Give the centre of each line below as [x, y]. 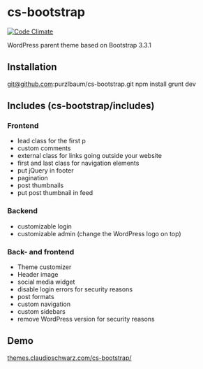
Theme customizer [44, 267]
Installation [32, 67]
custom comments [44, 148]
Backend [23, 211]
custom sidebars [42, 312]
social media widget [46, 282]
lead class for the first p [51, 141]
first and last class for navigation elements [78, 163]
